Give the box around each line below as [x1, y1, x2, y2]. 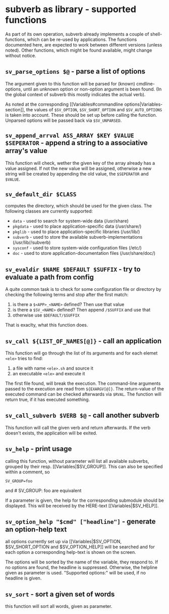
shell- [150, 31, 162, 37]
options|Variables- [124, 101, 163, 107]
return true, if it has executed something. [5, 397, 90, 403]
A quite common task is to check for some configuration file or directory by [5, 286, 161, 292]
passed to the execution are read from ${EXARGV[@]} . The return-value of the [5, 386, 164, 391]
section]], [5, 106, 25, 112]
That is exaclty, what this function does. [5, 322, 88, 328]
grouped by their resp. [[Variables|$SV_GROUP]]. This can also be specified [5, 463, 163, 469]
